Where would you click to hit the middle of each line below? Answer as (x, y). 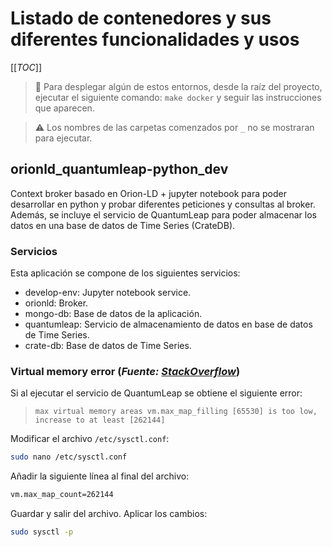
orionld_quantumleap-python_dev (119, 169)
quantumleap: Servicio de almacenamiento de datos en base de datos (168, 324)
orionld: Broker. (56, 303)
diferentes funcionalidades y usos (155, 39)
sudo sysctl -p (42, 532)
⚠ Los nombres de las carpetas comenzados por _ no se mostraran (174, 127)
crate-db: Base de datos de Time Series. (108, 346)
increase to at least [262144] (100, 420)
